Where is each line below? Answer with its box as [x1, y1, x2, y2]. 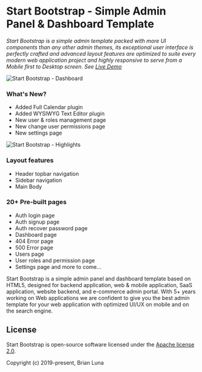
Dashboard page [15, 231, 57, 238]
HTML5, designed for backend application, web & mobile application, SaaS [6, 281, 192, 288]
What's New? [6, 90, 47, 98]
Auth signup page [15, 218, 60, 225]
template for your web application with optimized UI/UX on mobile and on [6, 301, 189, 308]
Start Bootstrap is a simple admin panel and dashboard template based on [6, 274, 191, 282]
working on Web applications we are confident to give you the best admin [6, 294, 190, 301]
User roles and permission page [15, 256, 95, 264]
